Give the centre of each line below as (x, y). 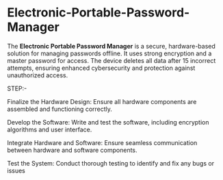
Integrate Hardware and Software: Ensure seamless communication (102, 142)
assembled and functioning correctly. (60, 109)
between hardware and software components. (73, 150)
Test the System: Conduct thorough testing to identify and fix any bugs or (110, 163)
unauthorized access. (38, 75)
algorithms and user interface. (50, 129)
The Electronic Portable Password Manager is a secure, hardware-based (111, 46)
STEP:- (17, 88)
